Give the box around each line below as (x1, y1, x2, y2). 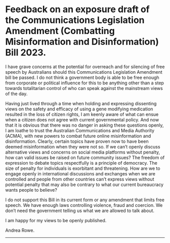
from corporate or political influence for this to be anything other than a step (5, 80, 164, 86)
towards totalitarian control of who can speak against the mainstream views (5, 85, 163, 91)
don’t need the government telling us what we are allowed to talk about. (5, 207, 155, 214)
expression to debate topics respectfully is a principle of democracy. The (5, 160, 158, 166)
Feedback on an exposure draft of (5, 4, 150, 15)
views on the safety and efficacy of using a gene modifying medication (5, 106, 153, 112)
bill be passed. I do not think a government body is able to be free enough (5, 74, 159, 80)
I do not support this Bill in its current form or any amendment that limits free (5, 197, 164, 203)
